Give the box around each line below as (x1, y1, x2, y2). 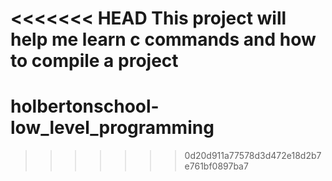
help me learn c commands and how (10, 28, 317, 51)
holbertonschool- (10, 95, 160, 118)
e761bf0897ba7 (184, 160, 249, 172)
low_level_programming (10, 117, 215, 139)
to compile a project (10, 50, 179, 72)
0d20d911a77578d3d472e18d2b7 (184, 150, 322, 162)
